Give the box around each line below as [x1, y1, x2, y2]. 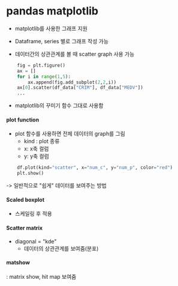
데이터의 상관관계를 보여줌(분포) [23, 245, 99, 252]
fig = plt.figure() [17, 62, 66, 68]
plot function [6, 116, 40, 123]
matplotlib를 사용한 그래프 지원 [14, 25, 88, 32]
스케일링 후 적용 [14, 210, 52, 218]
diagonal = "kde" [14, 237, 57, 245]
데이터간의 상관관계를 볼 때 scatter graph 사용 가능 [14, 50, 135, 58]
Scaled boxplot [6, 196, 45, 203]
